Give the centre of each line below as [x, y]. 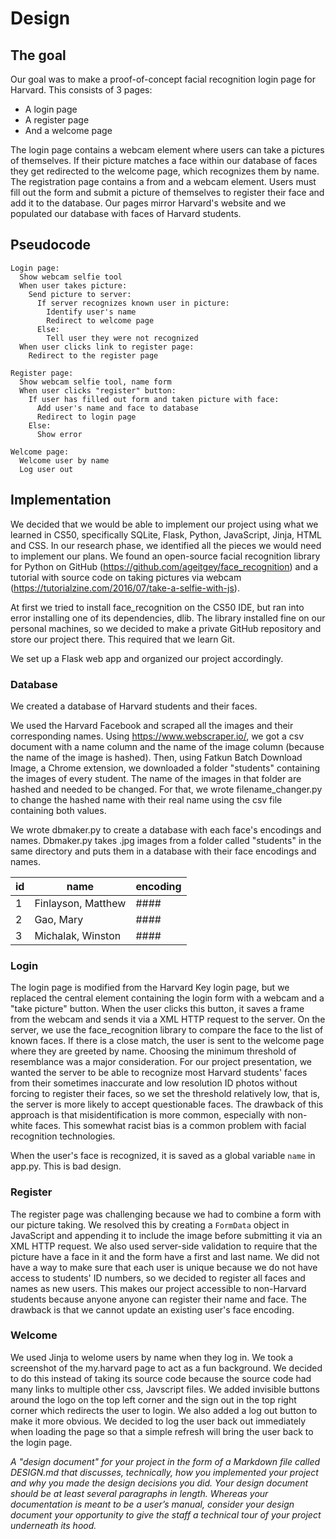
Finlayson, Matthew [80, 903]
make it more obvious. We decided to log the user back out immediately [158, 1421]
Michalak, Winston [78, 935]
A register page [57, 120]
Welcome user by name [64, 460]
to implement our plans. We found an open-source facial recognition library [165, 556]
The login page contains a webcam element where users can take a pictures [167, 150]
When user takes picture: [73, 285]
